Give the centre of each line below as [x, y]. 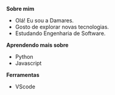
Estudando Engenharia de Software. [60, 33]
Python [24, 57]
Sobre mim [20, 9]
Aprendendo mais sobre [37, 45]
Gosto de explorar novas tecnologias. [62, 27]
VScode [25, 87]
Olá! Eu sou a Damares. [44, 20]
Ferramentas [23, 75]
